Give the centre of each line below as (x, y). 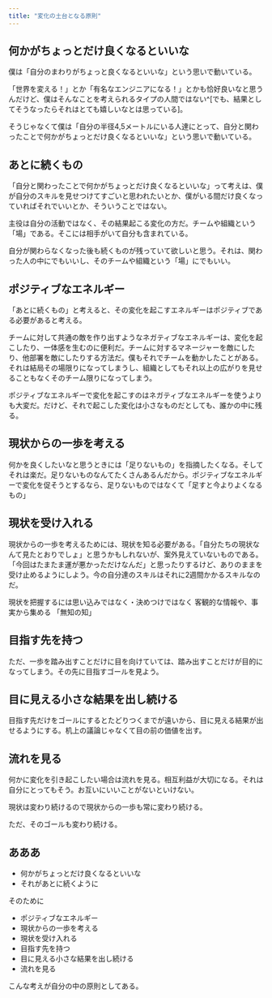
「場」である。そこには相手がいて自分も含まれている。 (100, 234)
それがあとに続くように (59, 883)
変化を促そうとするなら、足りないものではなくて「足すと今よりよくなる (142, 484)
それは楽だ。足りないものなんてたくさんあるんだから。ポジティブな (121, 475)
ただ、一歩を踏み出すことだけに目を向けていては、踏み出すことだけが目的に (136, 661)
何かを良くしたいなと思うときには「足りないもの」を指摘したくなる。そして (136, 464)
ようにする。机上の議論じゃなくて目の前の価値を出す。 (114, 730)
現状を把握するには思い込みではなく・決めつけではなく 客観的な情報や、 (130, 602)
